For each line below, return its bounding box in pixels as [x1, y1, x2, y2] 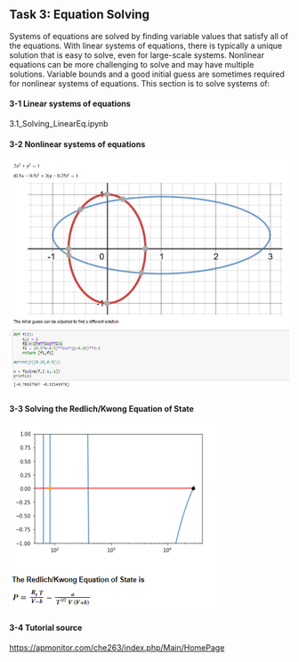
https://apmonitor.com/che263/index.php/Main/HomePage [9, 642, 225, 653]
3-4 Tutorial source [9, 622, 83, 633]
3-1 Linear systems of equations [9, 98, 131, 110]
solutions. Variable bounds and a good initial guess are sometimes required [9, 69, 285, 79]
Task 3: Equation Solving [9, 7, 149, 22]
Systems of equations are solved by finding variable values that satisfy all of [9, 30, 289, 41]
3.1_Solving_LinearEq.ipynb [9, 119, 109, 129]
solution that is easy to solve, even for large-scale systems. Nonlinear [9, 49, 265, 61]
